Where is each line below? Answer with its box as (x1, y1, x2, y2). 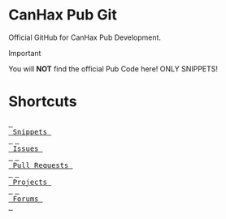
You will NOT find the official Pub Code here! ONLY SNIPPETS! (8, 63, 218, 74)
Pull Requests (12, 161, 69, 170)
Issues (12, 144, 39, 153)
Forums (12, 194, 39, 204)
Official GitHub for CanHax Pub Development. (8, 32, 161, 42)
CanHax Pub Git (8, 6, 118, 24)
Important (8, 48, 41, 58)
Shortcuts (8, 92, 77, 111)
